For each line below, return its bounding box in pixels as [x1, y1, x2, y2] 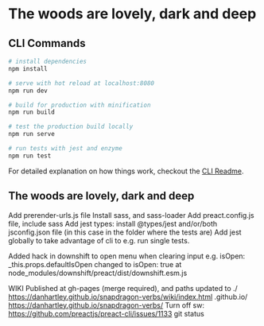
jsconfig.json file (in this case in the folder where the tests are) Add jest [8, 227, 242, 237]
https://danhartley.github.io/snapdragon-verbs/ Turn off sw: [8, 300, 205, 310]
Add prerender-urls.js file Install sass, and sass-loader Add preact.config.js [8, 210, 254, 219]
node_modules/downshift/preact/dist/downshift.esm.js [8, 268, 188, 277]
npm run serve [8, 130, 56, 138]
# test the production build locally [8, 122, 134, 131]
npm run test [8, 152, 52, 160]
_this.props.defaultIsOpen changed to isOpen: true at [8, 259, 182, 269]
